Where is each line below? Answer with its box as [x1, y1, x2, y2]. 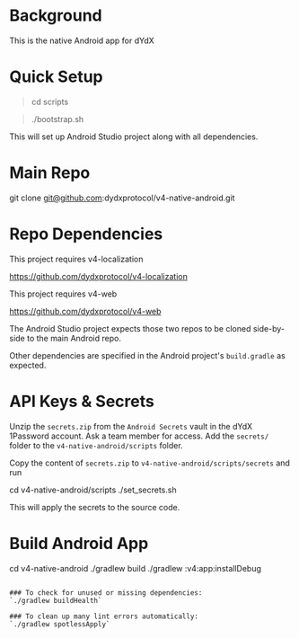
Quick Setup [9, 66, 103, 87]
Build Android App [9, 533, 149, 554]
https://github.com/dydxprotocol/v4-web [9, 306, 162, 316]
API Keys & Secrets [9, 391, 154, 412]
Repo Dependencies [9, 224, 163, 244]
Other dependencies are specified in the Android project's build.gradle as [9, 350, 286, 360]
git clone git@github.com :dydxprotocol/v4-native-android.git [9, 192, 235, 203]
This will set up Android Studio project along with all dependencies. [9, 131, 259, 142]
